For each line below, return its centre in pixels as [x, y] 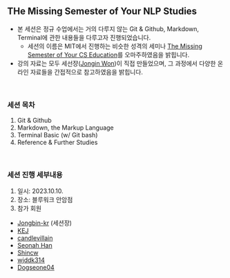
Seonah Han [35, 246]
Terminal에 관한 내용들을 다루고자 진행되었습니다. [84, 37]
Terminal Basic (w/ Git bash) [57, 135]
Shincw [28, 253]
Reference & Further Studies [57, 142]
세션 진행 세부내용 [35, 175]
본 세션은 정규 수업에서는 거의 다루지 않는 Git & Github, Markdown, [108, 29]
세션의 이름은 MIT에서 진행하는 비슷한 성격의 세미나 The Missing [115, 46]
